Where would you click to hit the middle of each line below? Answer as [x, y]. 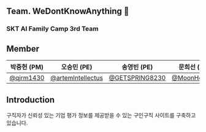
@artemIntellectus [76, 78]
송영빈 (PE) [137, 67]
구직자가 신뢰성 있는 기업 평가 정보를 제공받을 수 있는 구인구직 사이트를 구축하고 [101, 115]
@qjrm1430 [27, 78]
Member [23, 49]
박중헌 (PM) [27, 67]
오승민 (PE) [77, 67]
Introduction [31, 100]
